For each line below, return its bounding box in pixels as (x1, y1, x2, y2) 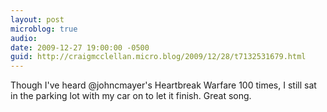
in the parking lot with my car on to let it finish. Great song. (10, 90, 252, 102)
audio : (10, 33, 38, 43)
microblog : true (10, 24, 78, 34)
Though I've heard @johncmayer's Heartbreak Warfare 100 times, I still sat (10, 79, 317, 91)
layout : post (10, 14, 65, 25)
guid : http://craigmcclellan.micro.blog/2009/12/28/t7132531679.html (10, 52, 307, 62)
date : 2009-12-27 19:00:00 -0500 (10, 42, 150, 53)
